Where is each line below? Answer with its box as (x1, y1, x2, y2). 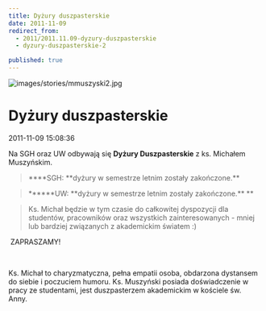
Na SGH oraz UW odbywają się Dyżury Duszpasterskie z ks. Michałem (8, 148, 246, 158)
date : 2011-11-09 (8, 19, 67, 27)
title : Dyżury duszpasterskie (8, 11, 110, 20)
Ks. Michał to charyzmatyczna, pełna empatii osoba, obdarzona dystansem (8, 267, 258, 278)
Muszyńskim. (8, 157, 52, 167)
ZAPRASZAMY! (10, 237, 61, 247)
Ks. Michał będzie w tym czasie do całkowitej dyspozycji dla (27, 204, 229, 214)
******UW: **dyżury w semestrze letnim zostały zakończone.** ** (27, 189, 254, 198)
